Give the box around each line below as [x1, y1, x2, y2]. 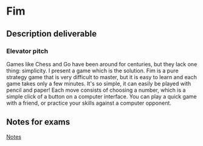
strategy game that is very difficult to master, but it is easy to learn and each [6, 73, 198, 80]
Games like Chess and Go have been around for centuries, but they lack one [6, 60, 198, 68]
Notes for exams [6, 117, 71, 127]
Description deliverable [6, 29, 97, 39]
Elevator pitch [6, 47, 49, 55]
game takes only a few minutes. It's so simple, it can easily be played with [6, 80, 191, 87]
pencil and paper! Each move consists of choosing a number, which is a [6, 86, 186, 94]
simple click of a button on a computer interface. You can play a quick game [6, 92, 197, 100]
